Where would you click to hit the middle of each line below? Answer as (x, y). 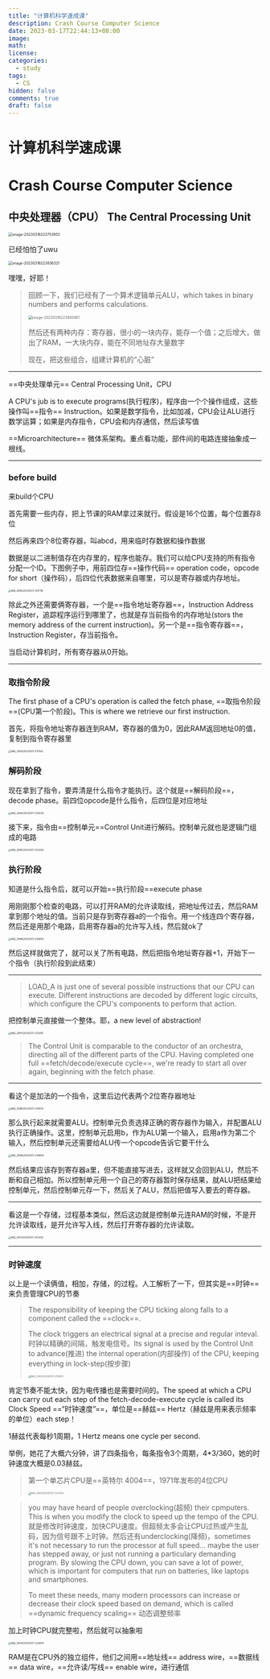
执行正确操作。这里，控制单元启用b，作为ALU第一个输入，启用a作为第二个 (132, 1133)
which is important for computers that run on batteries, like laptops (138, 1570)
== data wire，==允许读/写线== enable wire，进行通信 (99, 1667)
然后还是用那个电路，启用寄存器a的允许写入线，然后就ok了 (106, 926)
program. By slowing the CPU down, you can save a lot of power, (135, 1562)
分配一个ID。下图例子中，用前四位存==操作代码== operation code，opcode (134, 568)
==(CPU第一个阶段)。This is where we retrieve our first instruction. (119, 711)
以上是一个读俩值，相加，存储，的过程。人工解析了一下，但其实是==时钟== (134, 1284)
